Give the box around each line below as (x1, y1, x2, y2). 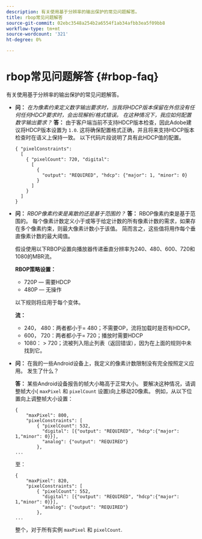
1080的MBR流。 (14, 252, 55, 260)
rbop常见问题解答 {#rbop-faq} (6, 70, 159, 84)
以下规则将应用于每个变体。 (14, 299, 84, 306)
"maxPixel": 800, (26, 412, 69, 419)
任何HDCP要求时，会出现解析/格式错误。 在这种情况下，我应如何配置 (20, 111, 192, 118)
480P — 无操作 (23, 285, 62, 293)
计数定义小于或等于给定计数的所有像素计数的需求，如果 (53, 217, 191, 225)
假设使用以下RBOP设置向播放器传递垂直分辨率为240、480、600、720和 (14, 245, 195, 252)
